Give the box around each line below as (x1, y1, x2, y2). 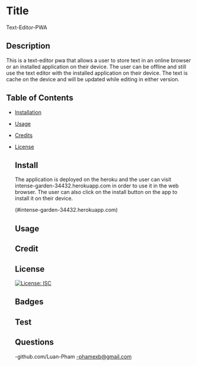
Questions (14, 337, 54, 348)
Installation (14, 109, 42, 116)
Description (6, 41, 50, 51)
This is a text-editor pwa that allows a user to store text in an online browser (6, 56, 191, 63)
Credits (14, 132, 33, 139)
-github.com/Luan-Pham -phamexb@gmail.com (14, 353, 132, 360)
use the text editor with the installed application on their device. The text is (6, 69, 188, 77)
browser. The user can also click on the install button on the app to (14, 189, 177, 196)
